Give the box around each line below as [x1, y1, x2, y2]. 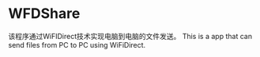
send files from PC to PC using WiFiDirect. [8, 40, 146, 49]
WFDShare [8, 5, 81, 23]
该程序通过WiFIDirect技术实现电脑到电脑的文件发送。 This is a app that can [8, 31, 253, 41]
